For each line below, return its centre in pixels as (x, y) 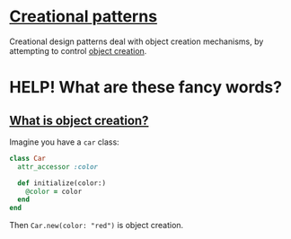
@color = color (54, 191)
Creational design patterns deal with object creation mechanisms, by (137, 41)
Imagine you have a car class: (64, 142)
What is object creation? (79, 120)
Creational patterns (84, 17)
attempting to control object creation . (78, 50)
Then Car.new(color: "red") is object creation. (97, 226)
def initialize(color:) (62, 183)
